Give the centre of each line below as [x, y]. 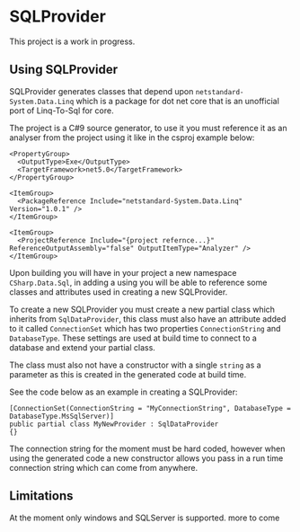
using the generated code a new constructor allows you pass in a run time [146, 458]
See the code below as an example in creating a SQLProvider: [124, 392]
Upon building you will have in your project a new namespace [123, 272]
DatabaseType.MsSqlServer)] [62, 416]
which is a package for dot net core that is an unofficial [178, 101]
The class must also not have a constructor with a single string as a [136, 365]
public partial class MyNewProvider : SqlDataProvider [114, 424]
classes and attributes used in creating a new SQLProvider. [119, 292]
